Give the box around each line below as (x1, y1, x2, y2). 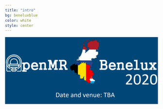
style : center (5, 23, 34, 28)
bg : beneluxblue (5, 13, 38, 18)
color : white (5, 18, 32, 23)
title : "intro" (5, 8, 36, 13)
